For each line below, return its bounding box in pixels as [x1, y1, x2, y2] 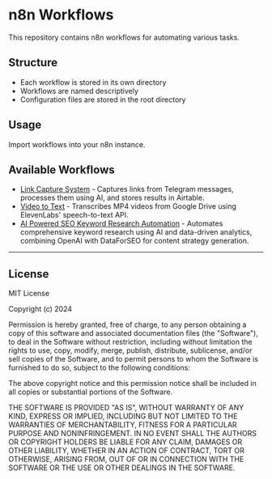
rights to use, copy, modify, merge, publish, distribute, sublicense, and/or [8, 345, 253, 355]
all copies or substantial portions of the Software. [8, 387, 172, 397]
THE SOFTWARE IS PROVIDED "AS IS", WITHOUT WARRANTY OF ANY [8, 403, 244, 413]
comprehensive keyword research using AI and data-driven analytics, [19, 227, 253, 237]
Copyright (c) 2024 [8, 304, 73, 314]
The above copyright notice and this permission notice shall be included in [8, 379, 257, 388]
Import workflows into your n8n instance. [8, 139, 146, 149]
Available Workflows [8, 163, 115, 176]
